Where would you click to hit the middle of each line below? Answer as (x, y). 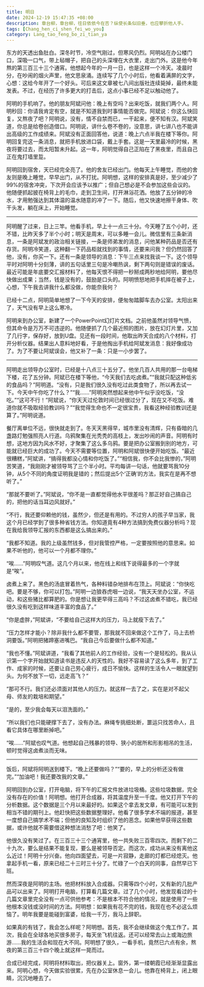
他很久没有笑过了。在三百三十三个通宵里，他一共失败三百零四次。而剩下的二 (102, 840)
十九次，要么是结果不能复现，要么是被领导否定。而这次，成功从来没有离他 (99, 848)
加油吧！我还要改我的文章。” (53, 777)
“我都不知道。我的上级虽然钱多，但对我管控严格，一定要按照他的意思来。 (98, 543)
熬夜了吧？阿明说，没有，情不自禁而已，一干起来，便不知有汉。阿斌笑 (110, 119)
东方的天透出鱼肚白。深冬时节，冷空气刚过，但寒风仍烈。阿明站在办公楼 (97, 53)
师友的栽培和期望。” (41, 696)
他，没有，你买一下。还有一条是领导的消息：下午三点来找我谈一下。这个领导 (102, 257)
